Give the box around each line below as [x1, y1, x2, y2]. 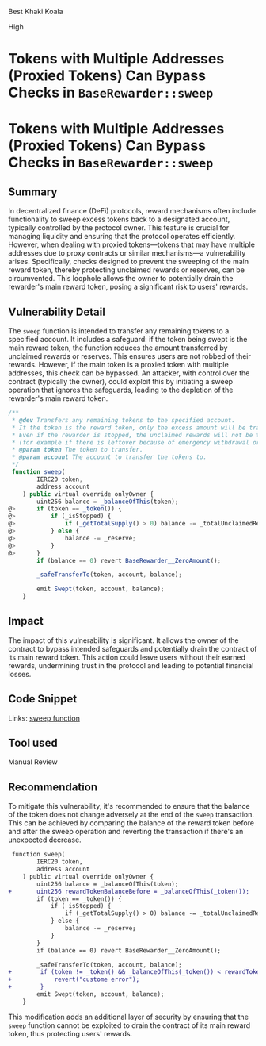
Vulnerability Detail [8, 305, 105, 318]
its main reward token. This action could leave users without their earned [8, 652, 245, 662]
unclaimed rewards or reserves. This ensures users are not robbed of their [8, 352, 252, 360]
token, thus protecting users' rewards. [8, 1029, 133, 1038]
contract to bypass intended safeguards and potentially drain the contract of [8, 644, 257, 653]
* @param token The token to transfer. [11, 446, 144, 454]
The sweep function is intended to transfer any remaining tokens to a [8, 326, 230, 336]
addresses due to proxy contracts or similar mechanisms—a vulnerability [8, 248, 246, 258]
